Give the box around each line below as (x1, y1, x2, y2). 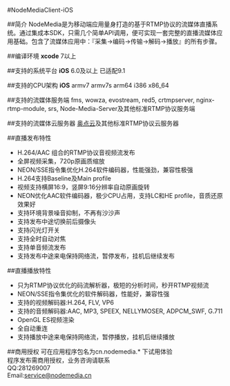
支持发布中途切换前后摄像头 (17, 217, 97, 225)
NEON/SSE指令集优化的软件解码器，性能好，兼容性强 (17, 289, 170, 298)
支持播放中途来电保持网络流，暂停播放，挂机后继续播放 (17, 333, 175, 341)
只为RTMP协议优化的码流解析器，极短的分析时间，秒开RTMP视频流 (17, 281, 209, 289)
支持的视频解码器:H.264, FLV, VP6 (17, 298, 114, 306)
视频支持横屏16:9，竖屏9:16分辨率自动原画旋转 (17, 183, 150, 191)
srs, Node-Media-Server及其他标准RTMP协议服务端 (48, 105, 195, 112)
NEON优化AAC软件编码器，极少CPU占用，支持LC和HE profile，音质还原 (17, 192, 223, 199)
